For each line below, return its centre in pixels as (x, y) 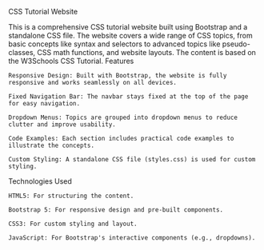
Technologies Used (40, 181)
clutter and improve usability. (62, 125)
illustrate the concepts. (51, 145)
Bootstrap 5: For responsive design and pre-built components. (116, 210)
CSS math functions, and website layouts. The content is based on (146, 52)
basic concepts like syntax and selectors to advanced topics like (114, 44)
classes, (22, 52)
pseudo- (236, 44)
